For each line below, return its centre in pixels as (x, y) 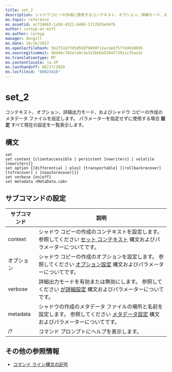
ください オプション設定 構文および (96, 264)
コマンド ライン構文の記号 (40, 364)
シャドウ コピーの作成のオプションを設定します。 (98, 256)
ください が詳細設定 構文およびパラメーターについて (101, 289)
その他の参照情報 (32, 351)
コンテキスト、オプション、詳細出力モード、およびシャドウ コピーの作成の (84, 112)
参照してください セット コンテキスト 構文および (96, 239)
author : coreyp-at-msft (31, 29)
